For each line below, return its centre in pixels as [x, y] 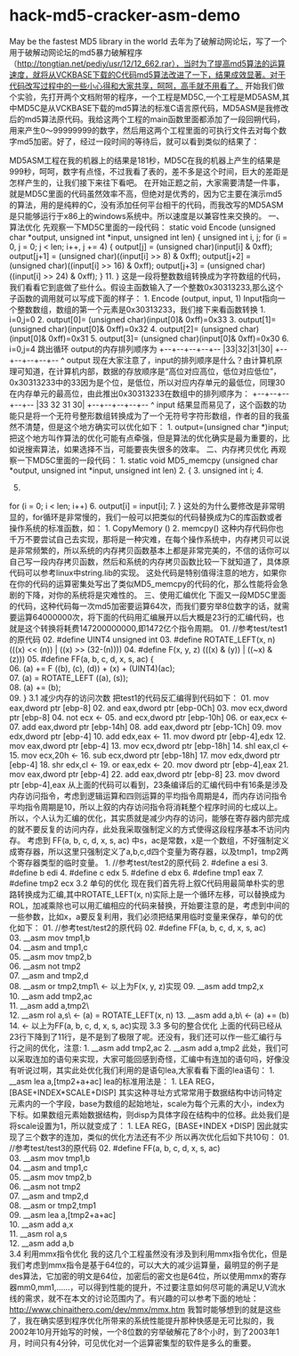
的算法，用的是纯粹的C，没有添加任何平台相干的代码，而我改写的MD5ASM [146, 205]
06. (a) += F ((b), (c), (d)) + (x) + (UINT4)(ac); [92, 668]
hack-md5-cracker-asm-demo [125, 16]
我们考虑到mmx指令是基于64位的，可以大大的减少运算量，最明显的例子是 [144, 1264]
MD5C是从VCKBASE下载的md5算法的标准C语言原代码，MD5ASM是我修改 [153, 108]
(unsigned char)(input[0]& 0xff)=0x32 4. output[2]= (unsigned [124, 329]
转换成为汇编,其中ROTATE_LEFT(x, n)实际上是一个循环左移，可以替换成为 [151, 894]
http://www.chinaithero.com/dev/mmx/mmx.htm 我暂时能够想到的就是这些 [145, 1309]
